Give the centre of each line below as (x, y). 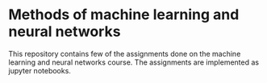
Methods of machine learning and (124, 15)
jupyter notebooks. (40, 70)
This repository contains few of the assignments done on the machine (125, 53)
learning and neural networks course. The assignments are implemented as (134, 62)
